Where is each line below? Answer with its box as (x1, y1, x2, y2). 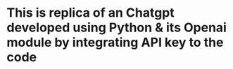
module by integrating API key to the (6, 35, 224, 50)
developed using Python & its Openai (6, 20, 227, 36)
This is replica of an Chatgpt (6, 5, 175, 21)
